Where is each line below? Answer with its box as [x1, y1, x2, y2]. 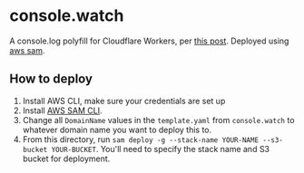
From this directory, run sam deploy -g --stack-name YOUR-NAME [22, 133, 260, 145]
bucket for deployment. [22, 153, 111, 164]
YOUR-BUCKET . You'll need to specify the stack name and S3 [51, 143, 270, 154]
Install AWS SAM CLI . [22, 105, 103, 116]
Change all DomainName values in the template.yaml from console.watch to [22, 114, 295, 125]
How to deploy [9, 72, 93, 87]
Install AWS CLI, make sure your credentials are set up [22, 95, 226, 106]
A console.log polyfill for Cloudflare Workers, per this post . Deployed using [9, 35, 289, 46]
